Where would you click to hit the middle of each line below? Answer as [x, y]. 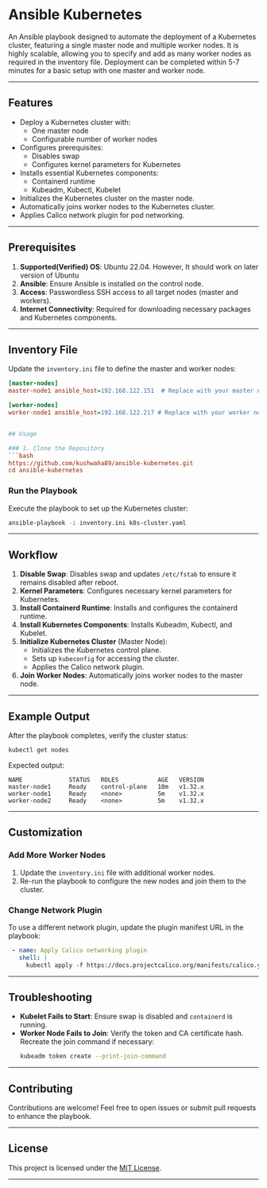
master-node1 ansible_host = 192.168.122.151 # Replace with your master [131, 391]
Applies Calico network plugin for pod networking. [102, 215]
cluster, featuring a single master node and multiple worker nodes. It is [124, 45]
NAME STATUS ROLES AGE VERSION [106, 780]
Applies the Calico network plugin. [88, 667]
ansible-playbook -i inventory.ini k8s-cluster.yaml [97, 522]
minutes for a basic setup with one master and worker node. [107, 70]
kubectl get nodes [39, 750]
